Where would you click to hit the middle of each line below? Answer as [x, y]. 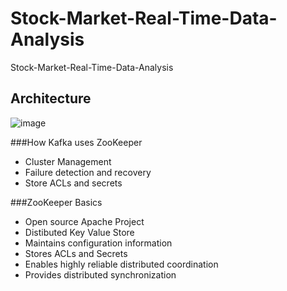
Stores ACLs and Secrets [76, 253]
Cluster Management [68, 161]
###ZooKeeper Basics [56, 202]
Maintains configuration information [98, 243]
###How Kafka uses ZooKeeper [76, 142]
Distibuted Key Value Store [79, 232]
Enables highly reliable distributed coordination [121, 264]
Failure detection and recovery [88, 172]
